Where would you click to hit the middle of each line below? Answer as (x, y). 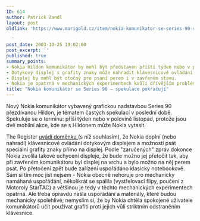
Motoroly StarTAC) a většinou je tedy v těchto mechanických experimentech (99, 188)
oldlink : (17, 28)
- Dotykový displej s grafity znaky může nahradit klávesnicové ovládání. (101, 72)
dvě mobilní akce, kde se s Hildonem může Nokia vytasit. (76, 125)
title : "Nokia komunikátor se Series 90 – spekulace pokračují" (87, 89)
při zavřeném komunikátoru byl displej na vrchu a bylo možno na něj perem (98, 162)
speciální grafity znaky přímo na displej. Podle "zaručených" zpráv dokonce (99, 149)
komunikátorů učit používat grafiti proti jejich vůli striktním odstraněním (93, 206)
